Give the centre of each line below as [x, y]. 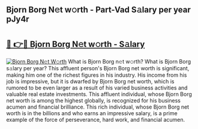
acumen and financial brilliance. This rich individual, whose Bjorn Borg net [98, 107]
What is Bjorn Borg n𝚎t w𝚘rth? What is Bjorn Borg [130, 61]
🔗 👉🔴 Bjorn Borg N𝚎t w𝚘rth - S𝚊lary [76, 44]
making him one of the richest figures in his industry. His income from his [97, 75]
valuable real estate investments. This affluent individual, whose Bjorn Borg [99, 94]
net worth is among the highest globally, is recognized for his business [94, 100]
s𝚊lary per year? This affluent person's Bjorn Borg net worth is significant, [98, 68]
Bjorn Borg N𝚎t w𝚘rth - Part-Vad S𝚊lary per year [98, 10]
